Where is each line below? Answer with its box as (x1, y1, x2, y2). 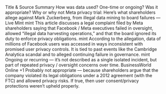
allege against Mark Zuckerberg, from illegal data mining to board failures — (5, 15, 161, 20)
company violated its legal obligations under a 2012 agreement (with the (5, 73, 153, 78)
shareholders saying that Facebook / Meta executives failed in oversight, (5, 25, 154, 31)
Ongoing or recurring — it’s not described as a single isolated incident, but (5, 57, 157, 62)
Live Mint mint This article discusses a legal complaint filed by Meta (5, 20, 143, 26)
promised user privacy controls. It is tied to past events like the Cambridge (5, 47, 157, 52)
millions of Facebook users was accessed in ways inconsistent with (5, 41, 143, 47)
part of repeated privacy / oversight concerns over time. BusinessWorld (5, 62, 152, 68)
